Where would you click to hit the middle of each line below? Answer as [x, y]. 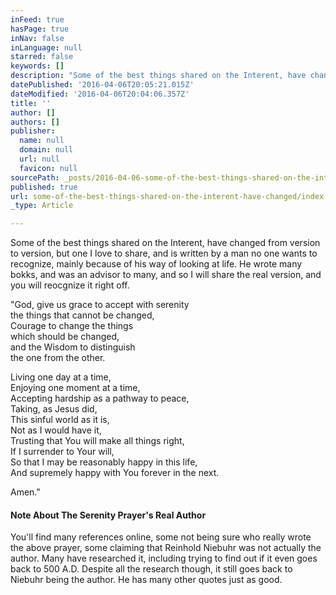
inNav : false [37, 38]
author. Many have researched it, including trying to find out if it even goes [164, 558]
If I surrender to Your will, [62, 452]
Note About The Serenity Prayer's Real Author [108, 515]
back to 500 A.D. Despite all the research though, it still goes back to [151, 569]
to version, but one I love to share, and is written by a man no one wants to [164, 253]
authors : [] [35, 122]
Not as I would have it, [56, 430]
